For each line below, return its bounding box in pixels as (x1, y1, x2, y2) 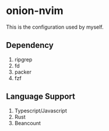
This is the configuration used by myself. (6, 23, 104, 30)
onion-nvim (6, 4, 64, 18)
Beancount (14, 119, 41, 126)
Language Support (6, 92, 76, 102)
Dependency (6, 40, 54, 50)
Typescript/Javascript (14, 107, 67, 114)
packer (14, 68, 32, 75)
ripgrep (14, 56, 33, 63)
